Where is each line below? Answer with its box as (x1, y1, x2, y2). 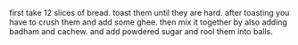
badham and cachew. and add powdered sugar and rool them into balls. (9, 26, 274, 36)
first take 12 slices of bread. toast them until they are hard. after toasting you (9, 8, 290, 18)
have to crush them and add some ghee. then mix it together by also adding (9, 17, 288, 27)
